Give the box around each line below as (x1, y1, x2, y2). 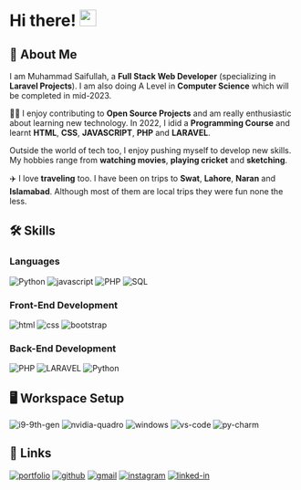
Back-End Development (9, 342, 117, 355)
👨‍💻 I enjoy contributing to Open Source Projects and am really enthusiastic (9, 108, 292, 119)
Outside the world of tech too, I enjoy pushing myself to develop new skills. (9, 145, 292, 155)
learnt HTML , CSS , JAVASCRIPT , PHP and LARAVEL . (9, 128, 212, 138)
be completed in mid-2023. (9, 90, 112, 100)
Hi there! (9, 10, 77, 31)
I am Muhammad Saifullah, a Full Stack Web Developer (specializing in (9, 71, 276, 81)
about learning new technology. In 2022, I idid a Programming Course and (9, 118, 290, 128)
